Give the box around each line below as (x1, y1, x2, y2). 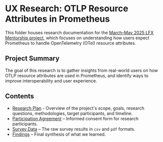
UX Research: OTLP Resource (5, 3, 129, 14)
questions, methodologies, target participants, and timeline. (12, 110, 133, 116)
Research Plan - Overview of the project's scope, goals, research (12, 105, 145, 111)
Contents (5, 92, 34, 101)
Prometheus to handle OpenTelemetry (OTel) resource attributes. (5, 40, 136, 46)
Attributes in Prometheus (5, 13, 110, 25)
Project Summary (5, 55, 60, 63)
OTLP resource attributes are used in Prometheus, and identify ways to (5, 72, 149, 79)
